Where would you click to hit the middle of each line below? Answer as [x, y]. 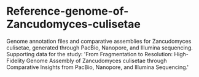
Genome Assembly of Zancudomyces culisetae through [96, 61]
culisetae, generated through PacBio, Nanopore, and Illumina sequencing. [100, 48]
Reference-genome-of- [68, 11]
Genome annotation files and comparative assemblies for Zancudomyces [99, 41]
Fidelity [16, 61]
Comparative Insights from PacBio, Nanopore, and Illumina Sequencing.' [98, 67]
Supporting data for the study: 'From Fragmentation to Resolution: [90, 54]
